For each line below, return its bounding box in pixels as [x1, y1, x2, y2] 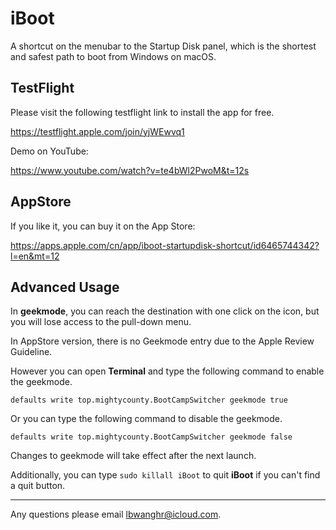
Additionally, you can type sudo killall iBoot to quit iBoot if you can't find [10, 469, 321, 481]
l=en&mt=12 [10, 250, 60, 262]
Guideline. [10, 346, 53, 358]
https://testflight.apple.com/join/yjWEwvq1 [10, 125, 185, 137]
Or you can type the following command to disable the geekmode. [10, 413, 283, 425]
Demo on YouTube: [10, 145, 89, 157]
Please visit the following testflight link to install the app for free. [10, 106, 275, 118]
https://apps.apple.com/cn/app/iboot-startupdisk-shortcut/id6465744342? [10, 239, 320, 251]
